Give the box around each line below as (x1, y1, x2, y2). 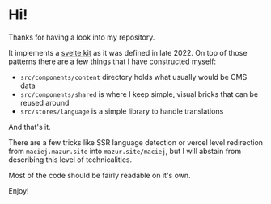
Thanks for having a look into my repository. (8, 32, 155, 42)
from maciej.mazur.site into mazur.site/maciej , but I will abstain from (8, 146, 242, 156)
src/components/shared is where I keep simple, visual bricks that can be (19, 89, 259, 98)
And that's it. (8, 122, 51, 131)
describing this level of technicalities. (8, 155, 133, 164)
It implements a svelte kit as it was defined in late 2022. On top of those (8, 48, 248, 57)
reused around (19, 98, 70, 107)
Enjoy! (8, 185, 30, 195)
